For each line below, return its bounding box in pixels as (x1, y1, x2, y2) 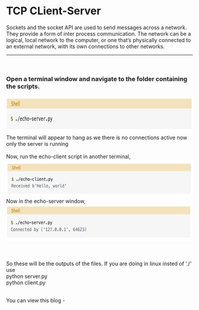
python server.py (6, 273, 48, 280)
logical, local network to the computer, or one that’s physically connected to (6, 36, 191, 43)
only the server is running (6, 140, 69, 148)
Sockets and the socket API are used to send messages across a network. (6, 24, 187, 31)
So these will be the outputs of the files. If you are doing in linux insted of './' (6, 260, 192, 267)
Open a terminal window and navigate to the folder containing (6, 74, 188, 83)
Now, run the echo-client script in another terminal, (6, 153, 131, 160)
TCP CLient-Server (6, 4, 101, 18)
